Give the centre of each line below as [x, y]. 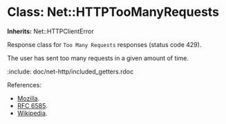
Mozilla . [28, 98]
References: [24, 85]
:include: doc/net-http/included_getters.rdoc [70, 71]
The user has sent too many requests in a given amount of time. [98, 58]
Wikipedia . [32, 113]
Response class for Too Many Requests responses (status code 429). [104, 44]
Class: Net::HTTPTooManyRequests [113, 12]
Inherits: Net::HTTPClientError [51, 31]
